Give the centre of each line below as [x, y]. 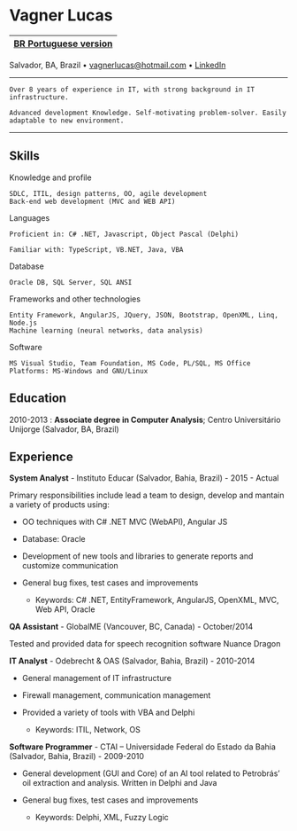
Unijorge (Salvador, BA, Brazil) [64, 429]
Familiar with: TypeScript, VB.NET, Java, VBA [96, 249]
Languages [30, 217]
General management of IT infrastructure [97, 678]
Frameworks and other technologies [75, 299]
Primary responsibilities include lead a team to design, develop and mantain [147, 495]
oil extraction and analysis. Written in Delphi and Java [119, 783]
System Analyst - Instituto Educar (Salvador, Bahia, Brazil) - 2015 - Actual [144, 478]
